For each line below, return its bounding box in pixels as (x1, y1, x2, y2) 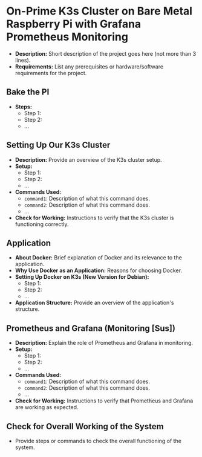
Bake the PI (6, 87, 50, 98)
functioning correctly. (15, 220, 69, 228)
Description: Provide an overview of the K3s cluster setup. (15, 156, 162, 163)
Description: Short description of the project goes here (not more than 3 (15, 50, 197, 57)
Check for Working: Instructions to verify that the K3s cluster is (15, 214, 174, 221)
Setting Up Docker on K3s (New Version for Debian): (15, 273, 149, 281)
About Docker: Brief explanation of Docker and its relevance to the (15, 254, 183, 261)
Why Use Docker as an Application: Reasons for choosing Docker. (15, 267, 183, 274)
